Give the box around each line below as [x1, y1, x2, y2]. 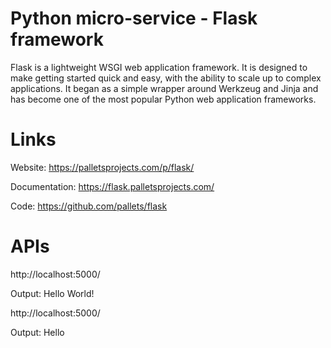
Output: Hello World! [10, 287, 95, 299]
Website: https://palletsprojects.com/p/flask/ [10, 161, 195, 173]
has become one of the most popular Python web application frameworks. [10, 93, 317, 105]
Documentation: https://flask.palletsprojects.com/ [10, 180, 215, 192]
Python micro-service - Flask [10, 7, 258, 30]
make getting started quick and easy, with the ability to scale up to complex [10, 72, 322, 84]
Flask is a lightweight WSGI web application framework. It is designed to [10, 61, 308, 73]
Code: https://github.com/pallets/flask [10, 200, 168, 212]
